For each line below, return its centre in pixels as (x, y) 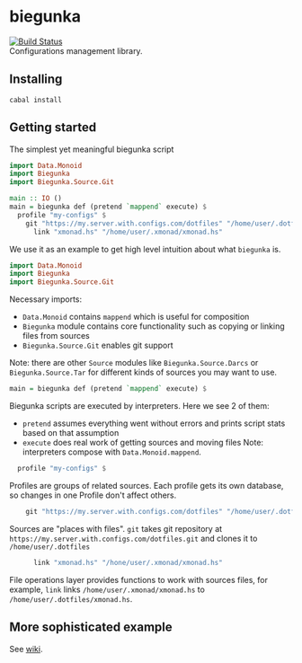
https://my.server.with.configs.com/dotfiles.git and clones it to (133, 538)
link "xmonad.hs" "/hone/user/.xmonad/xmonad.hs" (128, 562)
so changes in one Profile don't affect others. (93, 495)
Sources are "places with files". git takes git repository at (116, 528)
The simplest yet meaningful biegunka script (92, 149)
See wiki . (26, 649)
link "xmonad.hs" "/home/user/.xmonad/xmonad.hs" (128, 232)
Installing (36, 80)
